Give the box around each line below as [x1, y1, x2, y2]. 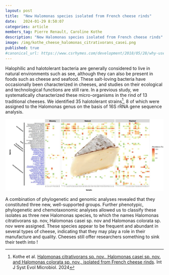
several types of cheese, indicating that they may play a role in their [5, 229, 146, 235]
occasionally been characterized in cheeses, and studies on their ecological [5, 81, 162, 87]
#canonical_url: [5, 50, 39, 56]
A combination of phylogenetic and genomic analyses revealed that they [5, 196, 155, 202]
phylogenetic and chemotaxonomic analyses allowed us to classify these [5, 207, 156, 213]
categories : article [5, 24, 49, 29]
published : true [5, 45, 39, 50]
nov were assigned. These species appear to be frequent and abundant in [5, 223, 158, 229]
